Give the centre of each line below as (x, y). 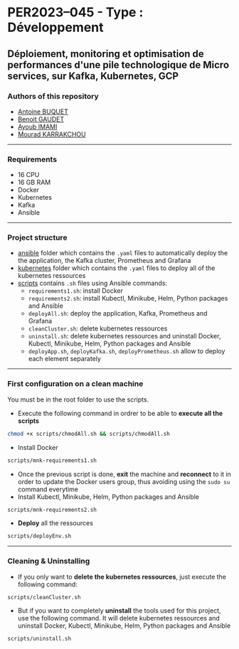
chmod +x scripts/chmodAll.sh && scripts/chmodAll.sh (89, 434)
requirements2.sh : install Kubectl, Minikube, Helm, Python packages (128, 299)
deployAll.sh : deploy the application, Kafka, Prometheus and (118, 313)
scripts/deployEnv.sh (39, 536)
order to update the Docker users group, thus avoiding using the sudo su (124, 481)
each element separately (65, 359)
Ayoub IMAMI (37, 127)
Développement (56, 27)
